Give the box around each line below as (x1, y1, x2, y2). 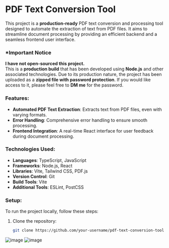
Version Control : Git (12, 173, 55, 179)
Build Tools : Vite (12, 179, 47, 185)
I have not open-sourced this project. (5, 61, 85, 67)
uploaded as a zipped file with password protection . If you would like (5, 77, 151, 83)
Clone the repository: (12, 218, 57, 224)
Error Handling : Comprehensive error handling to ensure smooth (12, 117, 148, 123)
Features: (5, 95, 29, 102)
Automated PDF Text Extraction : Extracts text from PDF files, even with (12, 106, 162, 112)
